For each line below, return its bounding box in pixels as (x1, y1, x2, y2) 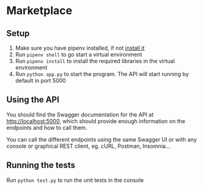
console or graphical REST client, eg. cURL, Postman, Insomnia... (6, 142, 170, 150)
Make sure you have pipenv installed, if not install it (15, 44, 145, 51)
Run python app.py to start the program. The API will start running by (15, 70, 189, 77)
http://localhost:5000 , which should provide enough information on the (6, 117, 186, 124)
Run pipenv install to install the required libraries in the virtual (15, 58, 175, 64)
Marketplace (6, 4, 72, 18)
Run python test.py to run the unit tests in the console (6, 176, 144, 184)
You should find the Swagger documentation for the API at (6, 111, 154, 118)
